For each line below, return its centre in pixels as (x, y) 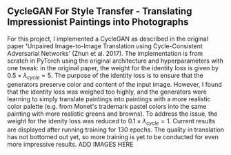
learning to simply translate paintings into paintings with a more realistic (109, 99)
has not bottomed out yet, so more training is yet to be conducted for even (113, 137)
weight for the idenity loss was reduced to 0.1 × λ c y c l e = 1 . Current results (111, 122)
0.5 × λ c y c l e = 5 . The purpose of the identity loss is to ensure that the (105, 76)
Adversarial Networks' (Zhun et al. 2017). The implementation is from (105, 53)
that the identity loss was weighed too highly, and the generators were (107, 92)
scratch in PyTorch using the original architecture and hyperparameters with (115, 61)
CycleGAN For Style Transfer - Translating (100, 11)
